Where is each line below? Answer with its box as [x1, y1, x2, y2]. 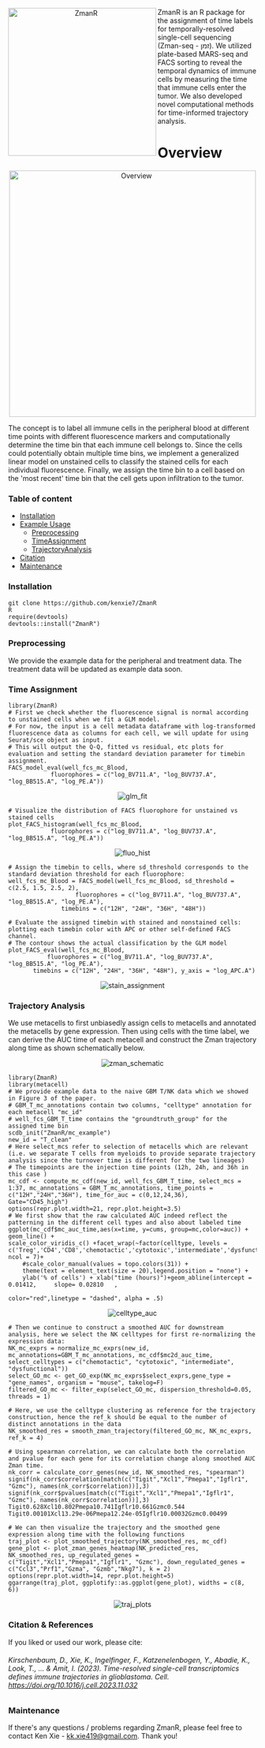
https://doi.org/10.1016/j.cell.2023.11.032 [8, 1680, 138, 1690]
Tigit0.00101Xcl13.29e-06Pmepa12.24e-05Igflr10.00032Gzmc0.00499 [8, 1510, 227, 1518]
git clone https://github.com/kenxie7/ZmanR [8, 599, 157, 607]
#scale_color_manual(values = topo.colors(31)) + [22, 1260, 189, 1269]
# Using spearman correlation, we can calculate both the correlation [8, 1448, 245, 1456]
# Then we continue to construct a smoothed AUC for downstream [8, 1324, 224, 1332]
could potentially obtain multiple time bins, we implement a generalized [8, 448, 239, 457]
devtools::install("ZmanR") [8, 620, 101, 628]
